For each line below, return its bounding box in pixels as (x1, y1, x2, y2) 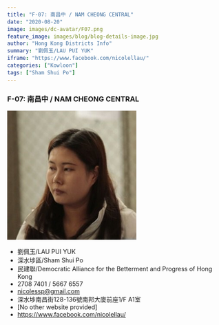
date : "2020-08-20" (7, 18, 63, 25)
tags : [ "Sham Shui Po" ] (7, 69, 76, 76)
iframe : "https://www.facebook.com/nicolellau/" (7, 55, 149, 62)
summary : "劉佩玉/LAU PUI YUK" (7, 48, 94, 54)
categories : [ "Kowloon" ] (7, 62, 79, 69)
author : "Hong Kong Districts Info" (7, 40, 112, 48)
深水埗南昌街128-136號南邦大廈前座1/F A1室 (17, 295, 141, 303)
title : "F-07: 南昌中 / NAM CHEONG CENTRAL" (7, 11, 134, 18)
